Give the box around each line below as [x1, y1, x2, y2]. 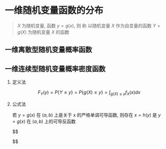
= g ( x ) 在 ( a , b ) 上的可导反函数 [12, 118, 76, 124]
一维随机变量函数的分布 [5, 5, 104, 16]
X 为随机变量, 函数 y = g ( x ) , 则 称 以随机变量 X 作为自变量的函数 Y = [17, 23, 160, 29]
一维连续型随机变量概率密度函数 [5, 65, 106, 73]
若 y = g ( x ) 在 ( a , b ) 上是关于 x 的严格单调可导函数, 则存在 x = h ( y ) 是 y [12, 112, 161, 118]
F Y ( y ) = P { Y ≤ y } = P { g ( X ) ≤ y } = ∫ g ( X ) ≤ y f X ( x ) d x [37, 89, 141, 96]
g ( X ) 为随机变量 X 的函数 [17, 29, 69, 35]
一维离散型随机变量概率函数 [5, 46, 92, 54]
